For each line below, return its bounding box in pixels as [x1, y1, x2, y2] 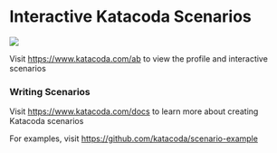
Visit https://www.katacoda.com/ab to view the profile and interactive [9, 53, 269, 64]
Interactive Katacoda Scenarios [9, 6, 252, 27]
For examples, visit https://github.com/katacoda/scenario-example [9, 133, 258, 144]
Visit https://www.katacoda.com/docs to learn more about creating [9, 106, 259, 117]
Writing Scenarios [9, 85, 91, 98]
